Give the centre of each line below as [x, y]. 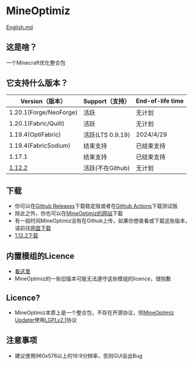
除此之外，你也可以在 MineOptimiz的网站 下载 [69, 213]
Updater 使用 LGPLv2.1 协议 [46, 320]
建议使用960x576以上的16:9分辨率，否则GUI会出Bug [79, 356]
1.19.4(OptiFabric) [35, 134]
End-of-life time [160, 100]
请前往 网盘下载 [33, 228]
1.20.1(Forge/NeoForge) [43, 112]
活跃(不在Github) [107, 168]
